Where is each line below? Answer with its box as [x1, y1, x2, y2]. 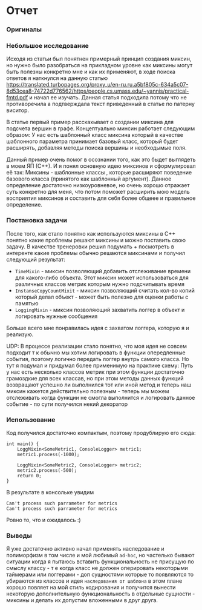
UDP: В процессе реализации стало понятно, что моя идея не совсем [6, 342, 187, 350]
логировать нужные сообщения [15, 313, 98, 320]
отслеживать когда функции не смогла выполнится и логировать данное [6, 394, 195, 401]
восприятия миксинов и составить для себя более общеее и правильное [6, 194, 196, 202]
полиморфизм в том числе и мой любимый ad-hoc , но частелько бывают [6, 552, 195, 559]
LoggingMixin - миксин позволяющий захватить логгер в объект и [15, 306, 185, 313]
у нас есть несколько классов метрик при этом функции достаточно [6, 368, 184, 376]
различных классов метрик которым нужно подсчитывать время [15, 280, 185, 288]
